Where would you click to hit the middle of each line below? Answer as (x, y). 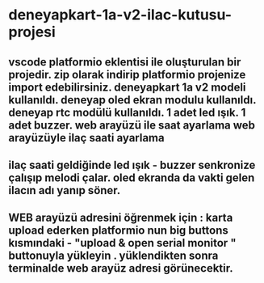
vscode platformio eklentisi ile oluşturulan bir (125, 62)
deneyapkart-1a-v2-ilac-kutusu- (120, 15)
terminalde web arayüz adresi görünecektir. (121, 268)
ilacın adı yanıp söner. (65, 190)
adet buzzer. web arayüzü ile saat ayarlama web (132, 125)
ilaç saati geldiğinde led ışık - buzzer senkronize (132, 165)
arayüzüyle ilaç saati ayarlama (86, 138)
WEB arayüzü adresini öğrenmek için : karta (121, 218)
